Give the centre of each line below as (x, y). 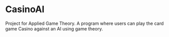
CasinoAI (25, 9)
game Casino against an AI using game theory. (54, 28)
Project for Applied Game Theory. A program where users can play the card (84, 23)
